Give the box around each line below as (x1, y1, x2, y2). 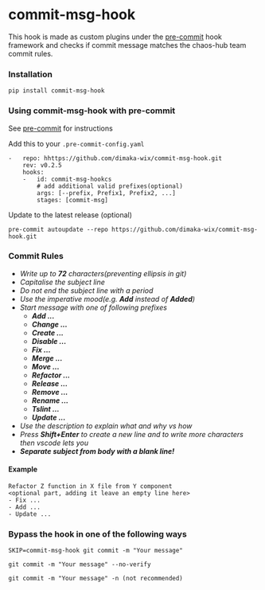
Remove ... (31, 387, 68, 397)
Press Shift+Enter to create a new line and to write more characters (19, 429, 244, 439)
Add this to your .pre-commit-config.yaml (8, 139, 145, 148)
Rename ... (31, 396, 69, 405)
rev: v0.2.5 (22, 161, 62, 169)
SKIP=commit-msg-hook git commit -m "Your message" (8, 547, 183, 555)
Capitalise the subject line (19, 277, 106, 287)
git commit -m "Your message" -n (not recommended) (8, 575, 183, 583)
